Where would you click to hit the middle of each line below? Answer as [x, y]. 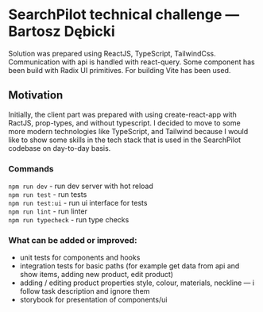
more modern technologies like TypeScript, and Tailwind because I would [128, 131]
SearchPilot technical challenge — [124, 15]
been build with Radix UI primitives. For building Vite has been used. [120, 70]
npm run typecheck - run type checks [69, 220]
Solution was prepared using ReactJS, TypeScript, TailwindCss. [112, 53]
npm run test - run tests [48, 195]
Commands [31, 168]
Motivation [36, 96]
